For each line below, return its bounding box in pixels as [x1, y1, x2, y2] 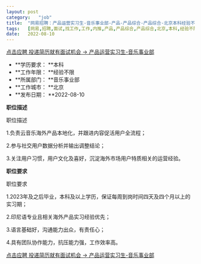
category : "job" [6, 14, 52, 20]
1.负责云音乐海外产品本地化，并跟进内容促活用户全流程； [6, 130, 147, 137]
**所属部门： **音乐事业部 [14, 76, 80, 83]
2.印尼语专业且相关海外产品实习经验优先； [6, 214, 111, 221]
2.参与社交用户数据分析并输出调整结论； [6, 142, 106, 149]
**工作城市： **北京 [14, 83, 64, 91]
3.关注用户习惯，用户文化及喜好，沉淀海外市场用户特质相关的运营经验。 [6, 155, 184, 162]
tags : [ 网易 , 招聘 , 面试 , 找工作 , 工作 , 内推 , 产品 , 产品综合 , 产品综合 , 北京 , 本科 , [6, 25, 181, 32]
